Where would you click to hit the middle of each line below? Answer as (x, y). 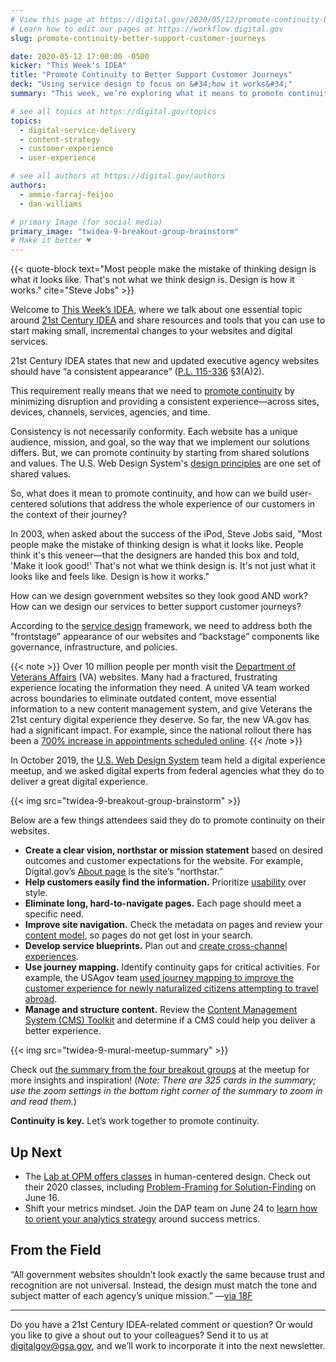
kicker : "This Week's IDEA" (69, 66)
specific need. (54, 914)
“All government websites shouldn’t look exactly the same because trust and (167, 1274)
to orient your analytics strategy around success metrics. (142, 1218)
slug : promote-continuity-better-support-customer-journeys (138, 38)
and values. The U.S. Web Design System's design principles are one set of (166, 463)
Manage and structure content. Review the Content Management (161, 1010)
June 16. (42, 1197)
